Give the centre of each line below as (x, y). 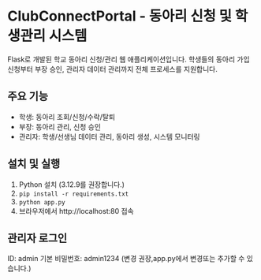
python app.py (42, 202)
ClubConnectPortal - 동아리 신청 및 (120, 16)
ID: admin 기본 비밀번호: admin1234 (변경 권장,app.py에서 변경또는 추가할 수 (126, 259)
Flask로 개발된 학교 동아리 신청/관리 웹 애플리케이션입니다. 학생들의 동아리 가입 (129, 59)
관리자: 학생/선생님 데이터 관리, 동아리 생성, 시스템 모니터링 (109, 136)
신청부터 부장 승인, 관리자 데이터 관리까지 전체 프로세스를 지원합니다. (112, 69)
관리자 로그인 (37, 238)
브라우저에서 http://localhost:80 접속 (76, 211)
